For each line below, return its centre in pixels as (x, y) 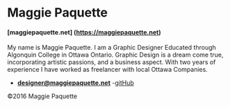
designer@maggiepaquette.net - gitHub (75, 83)
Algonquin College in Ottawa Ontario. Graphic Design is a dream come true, (115, 55)
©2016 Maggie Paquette (42, 96)
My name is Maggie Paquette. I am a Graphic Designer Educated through (112, 48)
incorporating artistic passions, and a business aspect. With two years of (112, 62)
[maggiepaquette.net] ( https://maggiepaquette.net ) (84, 32)
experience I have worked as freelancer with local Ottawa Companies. (108, 70)
